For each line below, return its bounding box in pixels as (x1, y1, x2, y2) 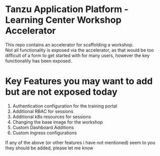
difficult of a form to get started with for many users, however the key (5, 52, 150, 59)
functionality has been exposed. (5, 58, 72, 64)
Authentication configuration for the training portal (12, 102, 118, 109)
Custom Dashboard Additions (12, 124, 74, 130)
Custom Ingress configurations (12, 130, 77, 136)
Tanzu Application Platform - (5, 4, 129, 15)
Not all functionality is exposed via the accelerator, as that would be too (5, 47, 154, 53)
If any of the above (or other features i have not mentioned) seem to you (5, 139, 155, 145)
